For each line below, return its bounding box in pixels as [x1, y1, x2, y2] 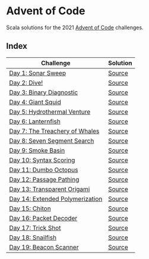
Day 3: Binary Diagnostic [9, 88, 78, 96]
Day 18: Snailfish [9, 233, 57, 242]
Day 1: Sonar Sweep [9, 68, 66, 77]
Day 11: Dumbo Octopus [9, 166, 78, 174]
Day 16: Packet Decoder [9, 214, 78, 222]
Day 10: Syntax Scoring [9, 156, 75, 164]
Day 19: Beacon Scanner [9, 243, 79, 251]
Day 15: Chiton [9, 204, 52, 213]
